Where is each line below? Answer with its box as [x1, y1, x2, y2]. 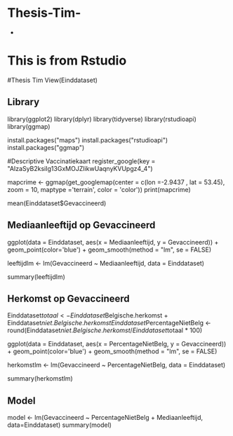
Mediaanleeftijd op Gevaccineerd [7, 219, 156, 231]
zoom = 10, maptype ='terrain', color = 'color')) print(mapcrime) [7, 185, 191, 193]
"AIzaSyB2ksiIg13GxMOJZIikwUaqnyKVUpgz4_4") [7, 164, 153, 172]
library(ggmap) [7, 122, 51, 130]
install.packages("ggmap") [7, 143, 85, 151]
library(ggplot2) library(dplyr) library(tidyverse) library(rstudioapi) [7, 114, 197, 123]
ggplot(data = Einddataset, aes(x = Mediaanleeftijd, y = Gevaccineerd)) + [7, 238, 219, 246]
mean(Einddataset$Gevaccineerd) [7, 198, 107, 207]
